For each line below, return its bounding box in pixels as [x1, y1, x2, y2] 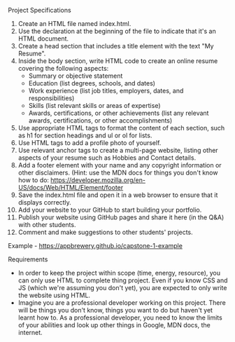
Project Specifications [8, 6, 72, 14]
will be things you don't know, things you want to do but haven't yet [17, 306, 213, 314]
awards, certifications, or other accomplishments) [28, 116, 173, 125]
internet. [17, 329, 43, 336]
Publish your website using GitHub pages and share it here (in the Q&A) [17, 213, 225, 221]
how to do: [17, 176, 50, 184]
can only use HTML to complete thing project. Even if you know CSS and [17, 276, 228, 285]
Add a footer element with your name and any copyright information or [17, 161, 222, 169]
